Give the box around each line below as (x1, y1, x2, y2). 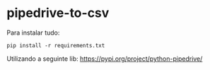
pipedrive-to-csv (6, 5, 110, 21)
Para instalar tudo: (6, 28, 60, 37)
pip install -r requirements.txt (6, 42, 105, 49)
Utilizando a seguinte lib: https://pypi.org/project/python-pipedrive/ (6, 54, 203, 63)
